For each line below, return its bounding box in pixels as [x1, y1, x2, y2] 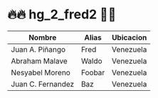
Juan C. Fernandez [11, 79, 75, 89]
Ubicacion [111, 32, 147, 42]
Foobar [80, 67, 105, 77]
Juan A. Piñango [11, 44, 66, 54]
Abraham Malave [11, 56, 68, 66]
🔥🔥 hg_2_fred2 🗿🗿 [7, 6, 117, 23]
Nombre [28, 32, 57, 42]
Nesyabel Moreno [11, 67, 71, 77]
